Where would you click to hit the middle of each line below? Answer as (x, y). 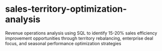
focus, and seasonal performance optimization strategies (63, 43)
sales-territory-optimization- (66, 9)
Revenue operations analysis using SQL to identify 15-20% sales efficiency (81, 33)
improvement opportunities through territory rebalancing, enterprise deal (79, 38)
